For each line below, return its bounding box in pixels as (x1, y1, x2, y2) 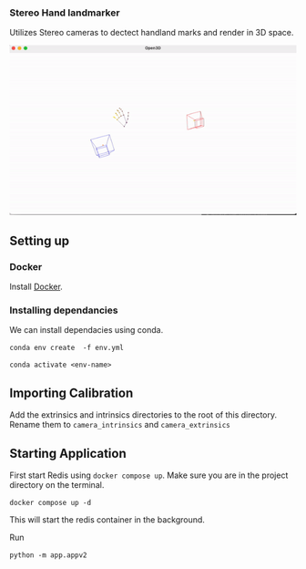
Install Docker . (9, 281, 64, 293)
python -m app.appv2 (9, 551, 88, 560)
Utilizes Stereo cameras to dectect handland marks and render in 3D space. (9, 27, 294, 38)
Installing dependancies (9, 304, 118, 316)
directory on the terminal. (9, 480, 105, 491)
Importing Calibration (9, 385, 134, 400)
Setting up (9, 233, 70, 248)
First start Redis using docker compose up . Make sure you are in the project (9, 470, 289, 481)
